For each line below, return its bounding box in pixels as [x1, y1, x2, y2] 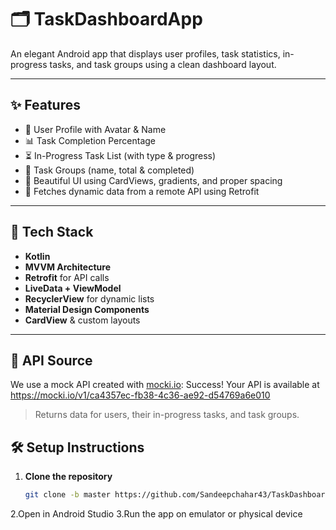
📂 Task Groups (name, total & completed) [24, 164, 195, 176]
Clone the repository [24, 471, 113, 483]
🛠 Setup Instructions [10, 439, 145, 456]
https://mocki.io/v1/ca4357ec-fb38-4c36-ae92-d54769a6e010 [10, 389, 271, 401]
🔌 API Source [10, 352, 93, 369]
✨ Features [10, 97, 81, 114]
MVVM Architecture [24, 261, 111, 273]
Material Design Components [24, 303, 150, 315]
